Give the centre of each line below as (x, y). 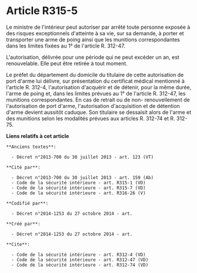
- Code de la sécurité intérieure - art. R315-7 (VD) (79, 188)
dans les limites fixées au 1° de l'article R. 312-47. (66, 46)
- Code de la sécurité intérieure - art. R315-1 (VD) (79, 183)
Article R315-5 (42, 11)
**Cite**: (18, 244)
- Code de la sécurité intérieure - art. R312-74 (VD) (80, 265)
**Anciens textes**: (31, 147)
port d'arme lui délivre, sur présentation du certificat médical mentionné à (96, 81)
